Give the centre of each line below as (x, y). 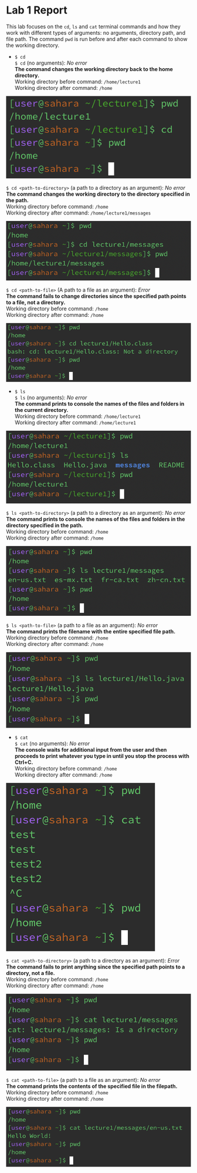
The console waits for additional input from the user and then (91, 750)
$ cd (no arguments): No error (51, 63)
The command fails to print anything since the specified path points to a (96, 967)
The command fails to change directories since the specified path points (96, 296)
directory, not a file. (30, 973)
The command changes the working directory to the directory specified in (98, 194)
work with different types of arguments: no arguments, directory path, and (96, 32)
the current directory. (41, 410)
